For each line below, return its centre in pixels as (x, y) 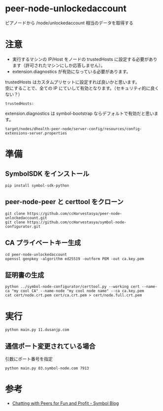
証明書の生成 (25, 275)
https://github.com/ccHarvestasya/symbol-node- (77, 222)
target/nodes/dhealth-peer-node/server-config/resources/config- (73, 129)
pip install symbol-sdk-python (37, 185)
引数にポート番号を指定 (29, 359)
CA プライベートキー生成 (43, 243)
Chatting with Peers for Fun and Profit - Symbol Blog (65, 403)
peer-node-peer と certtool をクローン (65, 202)
